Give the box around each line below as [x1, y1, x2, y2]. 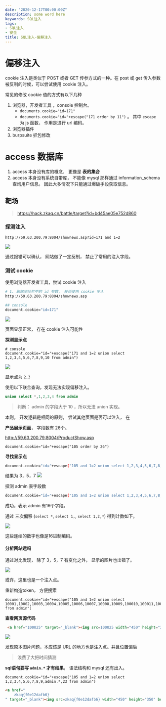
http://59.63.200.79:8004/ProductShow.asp [5, 435, 94, 441]
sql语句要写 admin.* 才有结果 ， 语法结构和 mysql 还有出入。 [5, 665, 127, 671]
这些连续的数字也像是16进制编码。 [5, 533, 75, 539]
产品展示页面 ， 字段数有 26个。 [5, 425, 70, 431]
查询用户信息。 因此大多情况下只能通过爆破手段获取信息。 [12, 181, 131, 187]
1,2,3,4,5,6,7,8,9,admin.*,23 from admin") [5, 679, 96, 684]
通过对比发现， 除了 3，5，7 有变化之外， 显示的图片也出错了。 [5, 557, 135, 563]
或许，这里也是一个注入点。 [5, 577, 62, 583]
